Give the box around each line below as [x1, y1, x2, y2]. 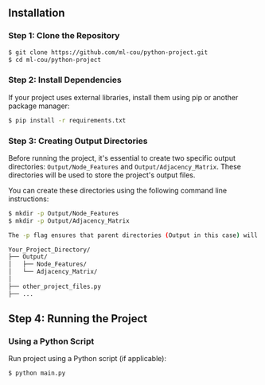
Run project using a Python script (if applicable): [8, 354, 167, 364]
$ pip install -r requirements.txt [8, 116, 127, 124]
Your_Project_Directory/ [8, 246, 91, 254]
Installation [8, 6, 65, 20]
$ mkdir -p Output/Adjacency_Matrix [8, 216, 130, 225]
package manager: [8, 101, 70, 111]
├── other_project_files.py [8, 282, 102, 290]
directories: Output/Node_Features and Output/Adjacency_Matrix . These [8, 161, 241, 171]
